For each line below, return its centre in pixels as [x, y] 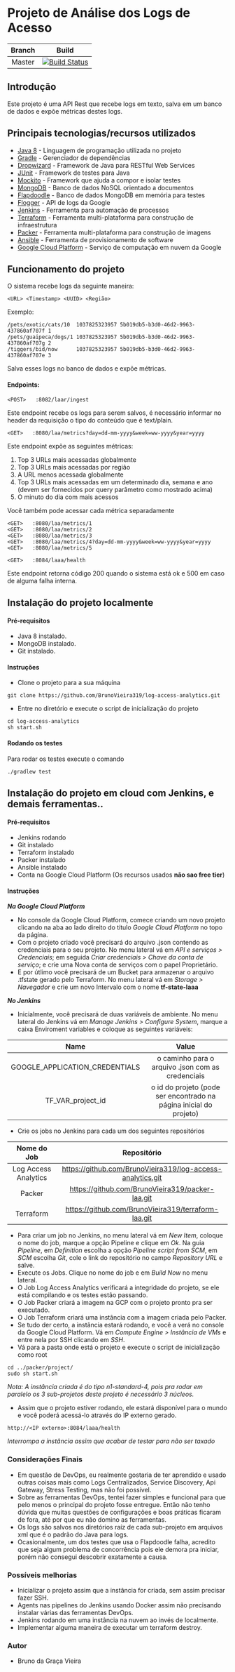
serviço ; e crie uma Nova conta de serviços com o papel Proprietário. [117, 965]
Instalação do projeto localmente [80, 603]
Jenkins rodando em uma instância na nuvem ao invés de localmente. [118, 1620]
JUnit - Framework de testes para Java [74, 173]
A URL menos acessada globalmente [70, 475]
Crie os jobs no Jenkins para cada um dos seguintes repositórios [111, 1131]
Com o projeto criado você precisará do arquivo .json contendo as [113, 943]
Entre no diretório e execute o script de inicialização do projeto [108, 709]
